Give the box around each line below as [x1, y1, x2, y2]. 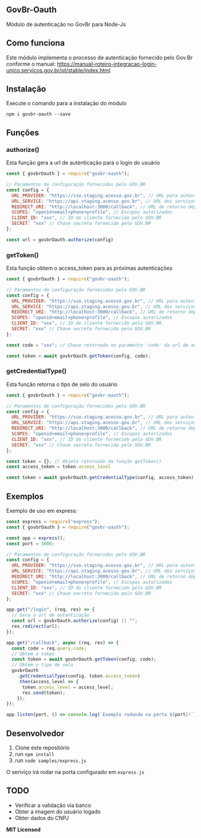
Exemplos [6, 491, 44, 501]
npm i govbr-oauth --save [6, 111, 71, 117]
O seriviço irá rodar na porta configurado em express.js [6, 768, 145, 775]
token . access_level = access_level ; [22, 684, 114, 690]
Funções [6, 127, 39, 138]
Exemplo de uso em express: [6, 507, 78, 514]
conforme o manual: [6, 60, 56, 68]
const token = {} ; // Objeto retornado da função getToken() [6, 458, 162, 464]
